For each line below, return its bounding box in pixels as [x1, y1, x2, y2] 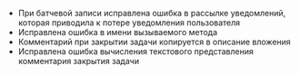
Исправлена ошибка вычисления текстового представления [17, 46, 255, 57]
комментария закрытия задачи [17, 56, 139, 66]
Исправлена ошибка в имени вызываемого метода [17, 27, 218, 37]
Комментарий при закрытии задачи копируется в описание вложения [17, 36, 291, 47]
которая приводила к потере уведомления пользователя [17, 17, 241, 28]
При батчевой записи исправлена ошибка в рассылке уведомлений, [17, 8, 286, 18]
